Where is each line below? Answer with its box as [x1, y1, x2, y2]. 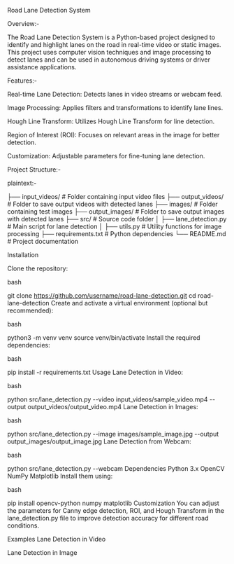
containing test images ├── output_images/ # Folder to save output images [7, 207, 225, 216]
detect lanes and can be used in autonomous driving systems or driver [7, 55, 211, 64]
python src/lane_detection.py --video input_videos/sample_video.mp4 [7, 395, 208, 404]
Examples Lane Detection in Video [7, 535, 106, 543]
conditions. [7, 521, 40, 530]
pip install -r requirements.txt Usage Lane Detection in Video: [7, 368, 184, 376]
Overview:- [7, 20, 40, 27]
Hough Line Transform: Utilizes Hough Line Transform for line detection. [7, 117, 215, 125]
